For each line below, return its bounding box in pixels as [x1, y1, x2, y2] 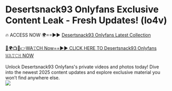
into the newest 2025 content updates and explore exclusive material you [5, 69, 161, 75]
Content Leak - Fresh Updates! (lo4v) [5, 14, 167, 26]
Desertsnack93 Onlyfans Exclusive [5, 4, 159, 15]
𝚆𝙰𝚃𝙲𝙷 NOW [5, 52, 34, 59]
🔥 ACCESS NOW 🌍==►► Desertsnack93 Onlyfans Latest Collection [5, 32, 151, 38]
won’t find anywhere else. [5, 75, 60, 81]
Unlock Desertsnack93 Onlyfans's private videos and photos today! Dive [5, 63, 159, 70]
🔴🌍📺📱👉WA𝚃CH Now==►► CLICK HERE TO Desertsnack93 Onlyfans [5, 45, 157, 51]
